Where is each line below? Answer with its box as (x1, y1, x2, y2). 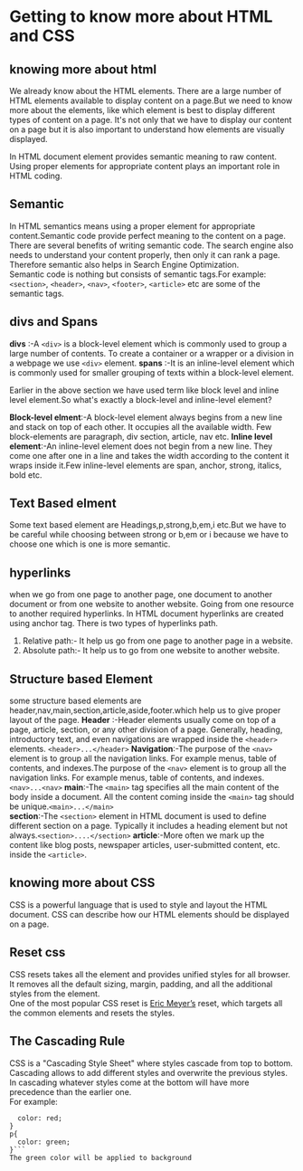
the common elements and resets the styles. (9, 1007, 175, 1018)
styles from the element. (9, 988, 100, 999)
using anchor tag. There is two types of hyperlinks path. (9, 618, 219, 629)
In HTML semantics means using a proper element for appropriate (9, 220, 256, 232)
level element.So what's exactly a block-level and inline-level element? (9, 394, 273, 405)
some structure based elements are (9, 695, 142, 707)
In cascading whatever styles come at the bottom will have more (9, 1077, 250, 1088)
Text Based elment (9, 496, 117, 511)
